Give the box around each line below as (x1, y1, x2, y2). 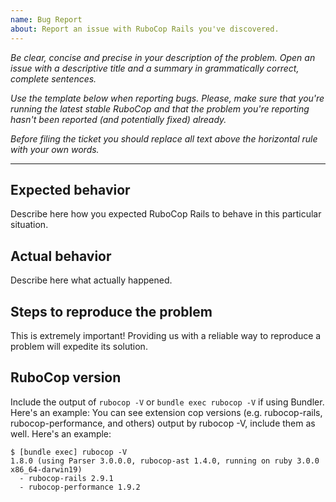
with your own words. (10, 143, 100, 155)
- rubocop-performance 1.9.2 (19, 482, 141, 492)
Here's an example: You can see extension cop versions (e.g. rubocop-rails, (10, 406, 323, 418)
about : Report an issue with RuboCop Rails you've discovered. (10, 24, 280, 34)
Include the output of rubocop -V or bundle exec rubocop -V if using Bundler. (10, 396, 325, 408)
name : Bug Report (10, 14, 83, 25)
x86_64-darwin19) (10, 464, 83, 475)
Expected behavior (10, 181, 131, 198)
